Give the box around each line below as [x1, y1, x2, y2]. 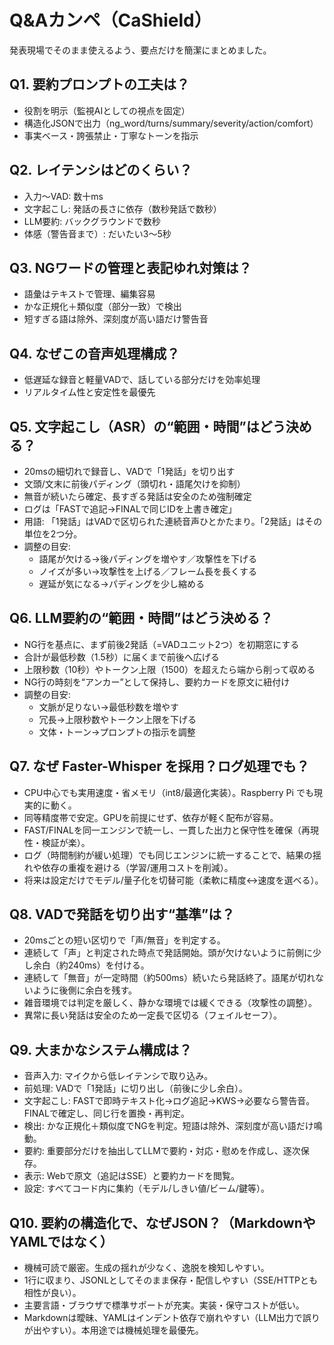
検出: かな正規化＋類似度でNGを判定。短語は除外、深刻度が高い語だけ [23, 1120, 314, 1132]
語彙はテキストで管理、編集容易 [23, 288, 156, 300]
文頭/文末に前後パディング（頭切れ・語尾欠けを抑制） [23, 478, 246, 490]
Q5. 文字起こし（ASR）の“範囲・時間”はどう [9, 418, 286, 435]
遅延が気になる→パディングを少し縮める [38, 578, 205, 590]
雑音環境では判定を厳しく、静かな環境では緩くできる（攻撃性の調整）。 [23, 997, 318, 1009]
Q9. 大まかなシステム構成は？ [9, 1041, 193, 1058]
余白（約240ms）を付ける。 [32, 959, 150, 971]
